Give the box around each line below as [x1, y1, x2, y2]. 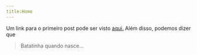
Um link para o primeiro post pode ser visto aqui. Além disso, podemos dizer [6, 25, 191, 32]
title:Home [6, 8, 33, 15]
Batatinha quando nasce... [20, 42, 84, 49]
